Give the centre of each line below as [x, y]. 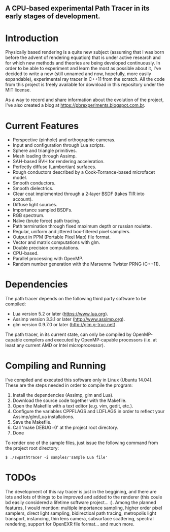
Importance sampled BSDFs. [42, 210]
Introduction [32, 38]
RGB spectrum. [28, 215]
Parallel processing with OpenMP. [48, 259]
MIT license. [18, 90]
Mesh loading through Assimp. [45, 156]
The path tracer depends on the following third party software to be [76, 299]
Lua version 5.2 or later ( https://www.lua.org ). [60, 314]
